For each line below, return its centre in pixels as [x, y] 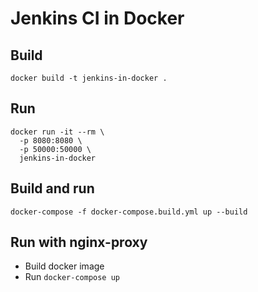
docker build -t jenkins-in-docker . [89, 78]
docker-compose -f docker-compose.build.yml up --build [129, 212]
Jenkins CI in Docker [97, 18]
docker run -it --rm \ [57, 132]
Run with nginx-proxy [79, 242]
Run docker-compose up [72, 277]
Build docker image [64, 266]
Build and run [52, 188]
